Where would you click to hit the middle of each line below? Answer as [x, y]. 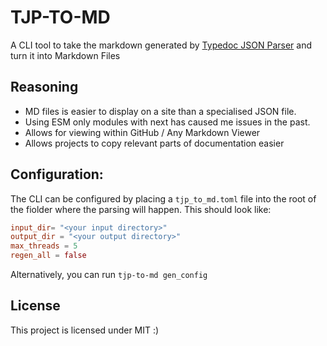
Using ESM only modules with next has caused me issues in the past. [167, 122]
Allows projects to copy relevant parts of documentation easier [154, 143]
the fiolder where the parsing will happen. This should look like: [141, 209]
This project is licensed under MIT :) [85, 330]
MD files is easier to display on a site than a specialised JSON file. [160, 111]
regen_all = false [48, 256]
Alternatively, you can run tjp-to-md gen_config [109, 275]
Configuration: [57, 174]
